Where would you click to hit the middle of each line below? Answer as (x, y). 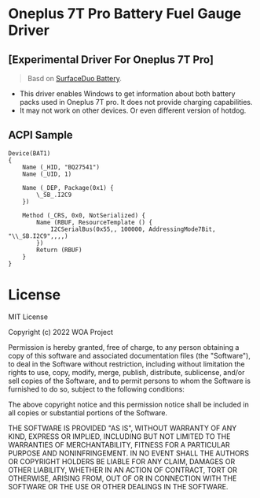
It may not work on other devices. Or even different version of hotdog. (133, 110)
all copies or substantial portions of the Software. (88, 413)
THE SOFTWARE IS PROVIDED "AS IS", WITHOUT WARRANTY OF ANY (123, 428)
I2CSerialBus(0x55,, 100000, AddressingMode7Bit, (133, 229)
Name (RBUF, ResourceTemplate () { (95, 222)
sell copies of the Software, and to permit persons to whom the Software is (130, 381)
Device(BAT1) (29, 153)
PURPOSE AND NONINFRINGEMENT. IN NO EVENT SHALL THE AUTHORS (129, 453)
